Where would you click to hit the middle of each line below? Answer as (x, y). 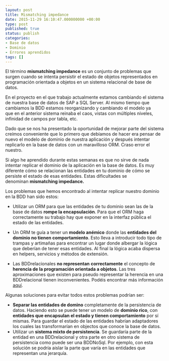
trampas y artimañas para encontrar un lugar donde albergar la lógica (85, 243)
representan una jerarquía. (40, 353)
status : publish (22, 33)
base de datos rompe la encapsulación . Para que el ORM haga (78, 212)
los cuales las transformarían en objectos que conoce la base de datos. (87, 327)
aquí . (18, 285)
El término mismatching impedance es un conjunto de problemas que (78, 71)
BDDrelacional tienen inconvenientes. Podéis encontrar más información (88, 280)
